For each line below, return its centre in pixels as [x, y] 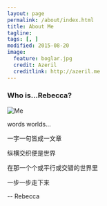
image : [17, 53]
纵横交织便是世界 [31, 153]
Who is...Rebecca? [40, 95]
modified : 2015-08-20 [38, 46]
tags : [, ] [23, 39]
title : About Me [30, 26]
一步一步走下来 [28, 182]
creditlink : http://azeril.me [57, 71]
